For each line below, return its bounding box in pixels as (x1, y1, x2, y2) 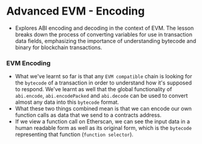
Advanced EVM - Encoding (6, 4, 145, 18)
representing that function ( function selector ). (15, 131, 133, 138)
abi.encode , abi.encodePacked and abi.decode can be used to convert (15, 92, 188, 100)
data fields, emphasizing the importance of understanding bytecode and (15, 37, 197, 44)
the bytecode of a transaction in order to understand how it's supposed (15, 79, 192, 86)
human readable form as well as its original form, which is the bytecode (15, 125, 192, 132)
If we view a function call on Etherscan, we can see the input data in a (15, 118, 190, 125)
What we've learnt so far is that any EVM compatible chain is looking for (15, 73, 192, 80)
